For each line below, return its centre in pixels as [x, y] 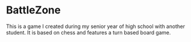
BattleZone [34, 10]
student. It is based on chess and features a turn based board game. [88, 32]
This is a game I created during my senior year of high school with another [95, 26]
